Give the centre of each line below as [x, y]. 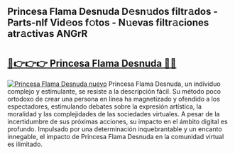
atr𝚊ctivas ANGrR [48, 34]
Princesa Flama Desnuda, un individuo [165, 84]
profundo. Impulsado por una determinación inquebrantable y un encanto [115, 129]
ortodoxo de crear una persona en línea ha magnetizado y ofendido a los [114, 99]
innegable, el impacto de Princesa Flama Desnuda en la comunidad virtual [116, 137]
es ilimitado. [25, 144]
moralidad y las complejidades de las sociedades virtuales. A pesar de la [114, 114]
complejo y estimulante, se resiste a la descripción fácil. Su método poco [114, 91]
